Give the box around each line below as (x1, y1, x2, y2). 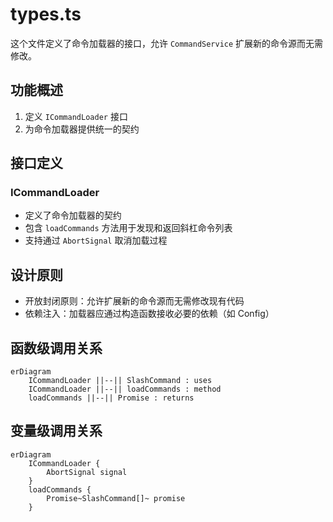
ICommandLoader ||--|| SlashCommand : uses (28, 376, 213, 386)
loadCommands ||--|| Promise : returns (28, 393, 195, 403)
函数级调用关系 (10, 339, 103, 357)
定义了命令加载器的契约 (24, 209, 122, 222)
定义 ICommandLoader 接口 (24, 110, 128, 122)
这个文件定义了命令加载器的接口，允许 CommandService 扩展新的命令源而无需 (10, 37, 324, 49)
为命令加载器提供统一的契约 (24, 123, 140, 135)
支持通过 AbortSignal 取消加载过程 (24, 234, 168, 247)
